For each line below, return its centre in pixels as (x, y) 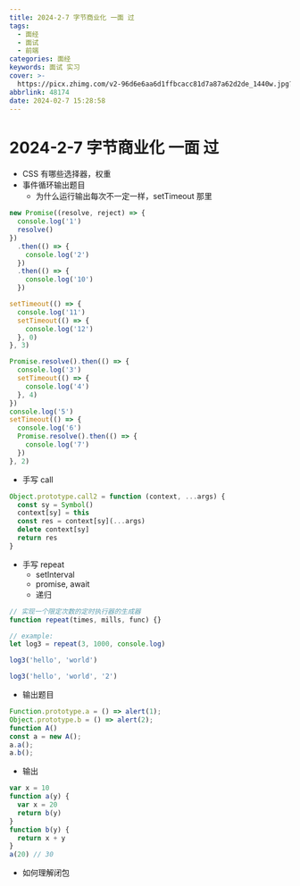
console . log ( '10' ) (59, 280)
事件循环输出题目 (54, 185)
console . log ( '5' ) (42, 412)
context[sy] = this (54, 513)
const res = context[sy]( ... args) (81, 522)
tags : (19, 26)
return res (37, 538)
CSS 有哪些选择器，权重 (67, 174)
